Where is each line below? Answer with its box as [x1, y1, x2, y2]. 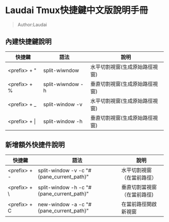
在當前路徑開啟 [121, 200, 157, 207]
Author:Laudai [17, 21, 47, 28]
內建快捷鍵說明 [5, 37, 52, 46]
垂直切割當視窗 [121, 183, 157, 190]
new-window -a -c [38, 201, 85, 208]
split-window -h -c [38, 184, 85, 191]
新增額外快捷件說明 [5, 140, 65, 149]
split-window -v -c [38, 167, 84, 174]
